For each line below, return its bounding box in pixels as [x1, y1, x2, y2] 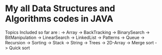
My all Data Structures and [5, 3, 116, 14]
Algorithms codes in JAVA [5, 13, 114, 24]
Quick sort [9, 45, 30, 51]
